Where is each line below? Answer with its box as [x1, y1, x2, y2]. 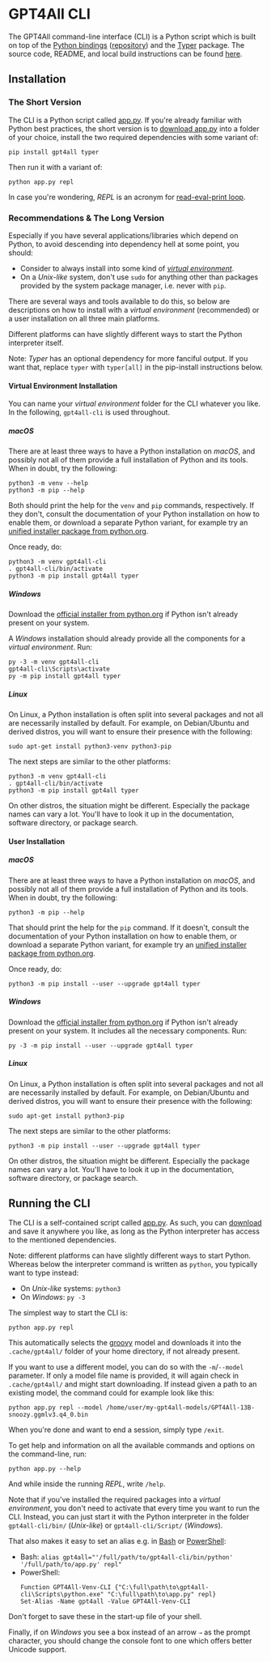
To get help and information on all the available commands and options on [8, 1441, 255, 1451]
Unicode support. [8, 1645, 67, 1655]
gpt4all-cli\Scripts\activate [8, 665, 111, 673]
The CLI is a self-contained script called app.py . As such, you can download [8, 1218, 262, 1228]
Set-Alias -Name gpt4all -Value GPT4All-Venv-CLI [19, 1597, 192, 1606]
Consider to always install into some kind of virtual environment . [19, 263, 235, 273]
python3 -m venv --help [8, 479, 89, 488]
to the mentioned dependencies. [8, 1235, 117, 1245]
